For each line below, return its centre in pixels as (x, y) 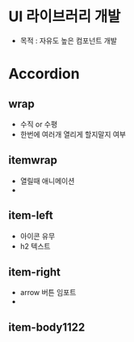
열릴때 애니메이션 (47, 181)
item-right (35, 272)
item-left (31, 216)
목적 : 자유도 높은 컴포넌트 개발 (68, 41)
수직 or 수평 (39, 124)
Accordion (44, 74)
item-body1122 (47, 327)
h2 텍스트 (35, 246)
